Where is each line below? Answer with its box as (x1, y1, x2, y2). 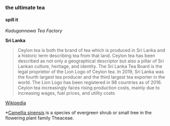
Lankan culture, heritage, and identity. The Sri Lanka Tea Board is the (17, 64, 162, 70)
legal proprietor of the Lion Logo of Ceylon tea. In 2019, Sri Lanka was (17, 69, 164, 75)
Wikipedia (5, 100, 26, 106)
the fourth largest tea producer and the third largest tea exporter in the (17, 74, 165, 80)
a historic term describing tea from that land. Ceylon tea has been (17, 52, 156, 59)
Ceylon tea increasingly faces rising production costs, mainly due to (17, 85, 160, 91)
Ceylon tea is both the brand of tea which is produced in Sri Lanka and (17, 47, 165, 53)
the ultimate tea (5, 4, 45, 11)
